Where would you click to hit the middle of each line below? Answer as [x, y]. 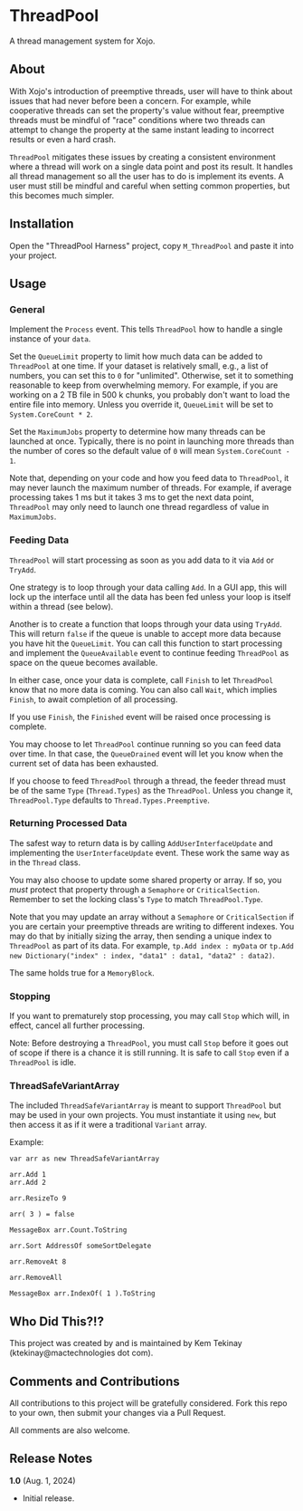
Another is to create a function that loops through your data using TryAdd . [146, 624]
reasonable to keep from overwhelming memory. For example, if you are [144, 385]
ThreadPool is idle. [43, 1063]
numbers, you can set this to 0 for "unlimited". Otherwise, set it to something [151, 376]
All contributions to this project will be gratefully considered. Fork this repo [148, 1403]
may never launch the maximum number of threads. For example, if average [151, 488]
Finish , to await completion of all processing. [94, 699]
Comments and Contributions [95, 1381]
